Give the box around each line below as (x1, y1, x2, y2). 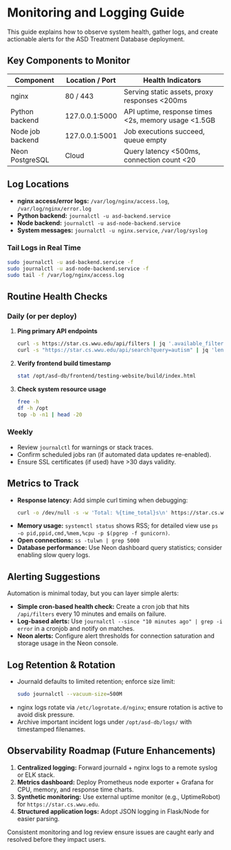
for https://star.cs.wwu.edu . (16, 800, 100, 808)
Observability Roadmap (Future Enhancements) (7, 745, 216, 757)
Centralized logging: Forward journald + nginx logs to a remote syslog (16, 763, 218, 771)
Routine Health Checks (7, 291, 108, 302)
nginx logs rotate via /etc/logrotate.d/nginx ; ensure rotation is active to (16, 703, 223, 711)
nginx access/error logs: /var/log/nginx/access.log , (16, 196, 170, 205)
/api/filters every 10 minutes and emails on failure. (16, 610, 166, 618)
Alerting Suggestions (7, 570, 101, 583)
